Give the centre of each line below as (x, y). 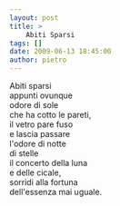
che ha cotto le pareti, (50, 115)
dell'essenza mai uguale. (56, 192)
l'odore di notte (38, 143)
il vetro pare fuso (41, 124)
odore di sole (34, 105)
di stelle (24, 153)
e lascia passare (40, 134)
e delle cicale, (35, 172)
